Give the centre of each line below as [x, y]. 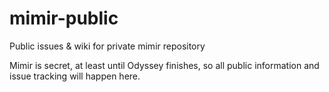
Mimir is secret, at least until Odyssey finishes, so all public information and [164, 65]
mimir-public [64, 18]
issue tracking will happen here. [75, 76]
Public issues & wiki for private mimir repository [107, 46]
